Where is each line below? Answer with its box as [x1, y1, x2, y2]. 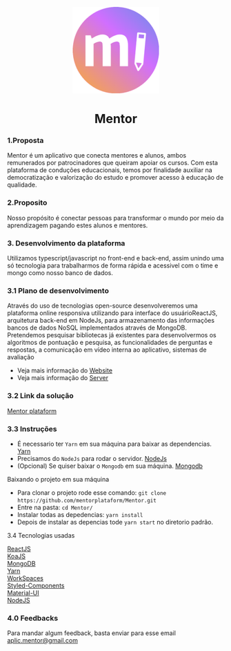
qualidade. [7, 180, 37, 189]
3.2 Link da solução [7, 391, 74, 401]
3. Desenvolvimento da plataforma [7, 238, 125, 248]
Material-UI [7, 588, 39, 597]
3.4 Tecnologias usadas [7, 531, 75, 539]
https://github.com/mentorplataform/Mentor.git [17, 497, 157, 504]
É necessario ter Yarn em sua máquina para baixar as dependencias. [17, 440, 212, 448]
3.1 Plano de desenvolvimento [7, 286, 109, 295]
